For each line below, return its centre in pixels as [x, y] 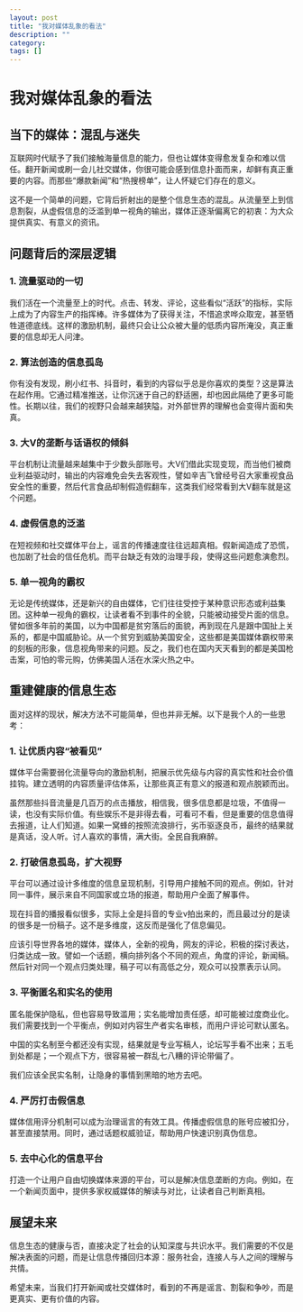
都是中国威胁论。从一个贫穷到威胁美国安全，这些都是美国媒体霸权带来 [163, 637]
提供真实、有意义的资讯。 [57, 223]
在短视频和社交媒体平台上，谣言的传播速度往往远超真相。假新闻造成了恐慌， [151, 545]
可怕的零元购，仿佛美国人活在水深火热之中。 [116, 660]
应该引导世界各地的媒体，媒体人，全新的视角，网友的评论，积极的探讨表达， [151, 944]
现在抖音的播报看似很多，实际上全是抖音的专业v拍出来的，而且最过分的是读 [150, 914]
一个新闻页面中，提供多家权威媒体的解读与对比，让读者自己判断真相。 [140, 1191]
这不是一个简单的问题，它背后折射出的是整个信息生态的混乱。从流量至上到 [147, 200]
